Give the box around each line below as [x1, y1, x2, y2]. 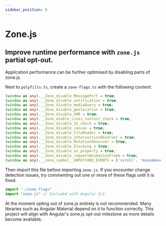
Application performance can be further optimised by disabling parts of [5, 69, 151, 75]
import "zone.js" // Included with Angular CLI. [5, 191, 107, 196]
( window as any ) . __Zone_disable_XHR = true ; [5, 112, 98, 117]
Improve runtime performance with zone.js [5, 48, 140, 57]
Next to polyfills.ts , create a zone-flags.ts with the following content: [5, 84, 152, 90]
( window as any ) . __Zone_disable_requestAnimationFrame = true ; [5, 153, 138, 158]
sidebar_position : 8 [5, 7, 48, 12]
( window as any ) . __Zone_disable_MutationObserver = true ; [5, 139, 127, 144]
